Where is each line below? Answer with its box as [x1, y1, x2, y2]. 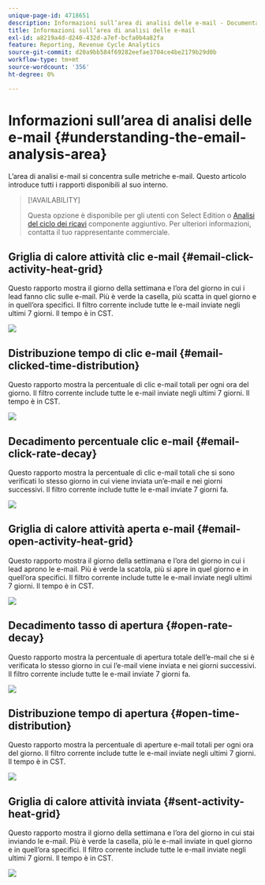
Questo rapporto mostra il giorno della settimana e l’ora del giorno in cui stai [8, 828, 255, 838]
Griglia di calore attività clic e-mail [8, 250, 180, 264]
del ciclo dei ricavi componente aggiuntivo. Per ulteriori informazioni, [27, 218, 252, 228]
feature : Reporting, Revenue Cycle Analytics [8, 41, 160, 49]
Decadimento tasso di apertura [8, 619, 164, 632]
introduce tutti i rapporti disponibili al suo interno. [8, 180, 168, 189]
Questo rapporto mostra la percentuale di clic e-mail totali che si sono [8, 468, 235, 477]
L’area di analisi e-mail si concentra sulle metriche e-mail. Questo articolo [8, 171, 247, 180]
